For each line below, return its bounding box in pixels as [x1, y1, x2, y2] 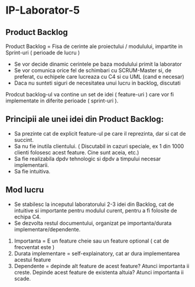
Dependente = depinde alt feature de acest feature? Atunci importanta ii [14, 262, 190, 269]
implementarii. [14, 161, 50, 169]
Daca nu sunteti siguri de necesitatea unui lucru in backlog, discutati [14, 79, 181, 86]
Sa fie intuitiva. [14, 167, 51, 175]
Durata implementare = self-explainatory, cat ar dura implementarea [14, 250, 180, 257]
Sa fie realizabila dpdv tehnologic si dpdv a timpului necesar [14, 155, 161, 162]
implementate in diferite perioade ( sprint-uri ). [5, 97, 119, 104]
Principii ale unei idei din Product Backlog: [5, 114, 164, 124]
